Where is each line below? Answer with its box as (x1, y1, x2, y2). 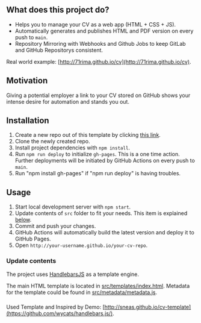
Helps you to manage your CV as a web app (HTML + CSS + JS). (14, 20, 176, 28)
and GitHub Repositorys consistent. (14, 46, 104, 54)
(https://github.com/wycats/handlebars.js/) (6, 310, 113, 317)
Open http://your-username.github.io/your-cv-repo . (14, 242, 148, 249)
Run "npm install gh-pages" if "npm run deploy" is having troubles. (14, 170, 181, 177)
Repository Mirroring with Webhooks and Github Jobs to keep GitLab (14, 40, 186, 47)
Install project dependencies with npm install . (14, 144, 131, 151)
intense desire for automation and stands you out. (6, 98, 129, 105)
